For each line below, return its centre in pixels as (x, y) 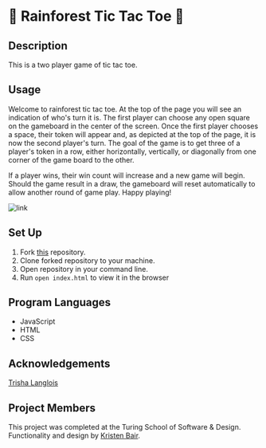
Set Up (25, 233)
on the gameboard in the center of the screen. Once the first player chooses (133, 126)
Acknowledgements (59, 363)
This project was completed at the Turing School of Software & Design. (125, 427)
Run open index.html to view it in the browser (94, 277)
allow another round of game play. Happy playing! (90, 192)
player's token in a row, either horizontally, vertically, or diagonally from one (132, 151)
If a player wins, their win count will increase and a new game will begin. (127, 175)
